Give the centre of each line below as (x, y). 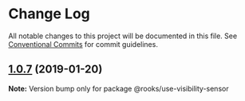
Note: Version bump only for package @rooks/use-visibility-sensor (119, 88)
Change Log (49, 14)
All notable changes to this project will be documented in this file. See (123, 36)
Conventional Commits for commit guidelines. (83, 44)
